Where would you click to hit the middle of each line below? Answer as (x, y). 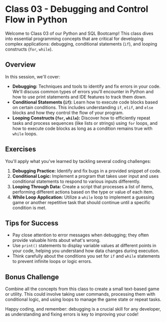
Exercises (21, 149)
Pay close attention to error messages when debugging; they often (81, 235)
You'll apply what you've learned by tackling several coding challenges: (78, 161)
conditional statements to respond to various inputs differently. (76, 181)
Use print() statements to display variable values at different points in (84, 246)
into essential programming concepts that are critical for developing (74, 39)
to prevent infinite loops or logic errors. (52, 262)
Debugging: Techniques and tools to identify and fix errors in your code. (86, 86)
